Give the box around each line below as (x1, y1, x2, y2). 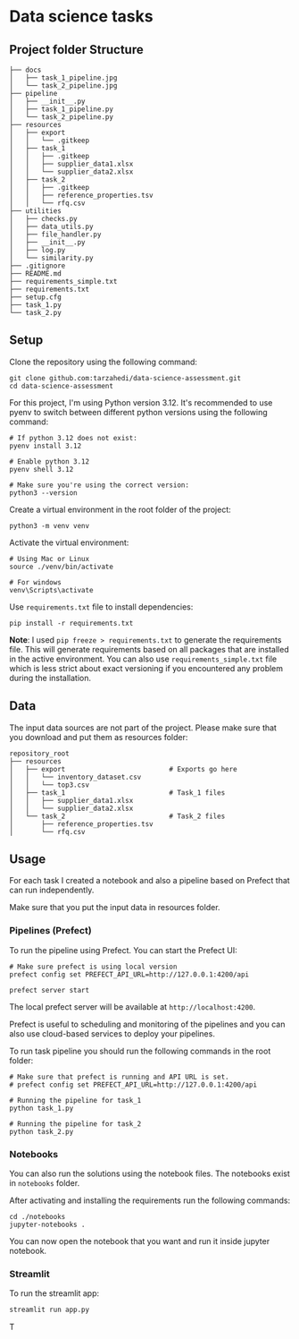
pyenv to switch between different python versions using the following (9, 406, 268, 417)
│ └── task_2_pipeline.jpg (9, 81, 118, 90)
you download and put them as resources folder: (9, 731, 188, 742)
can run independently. (9, 884, 95, 896)
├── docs (9, 65, 42, 74)
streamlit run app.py (9, 1305, 90, 1315)
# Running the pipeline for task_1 (9, 1096, 142, 1104)
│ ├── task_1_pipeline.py (9, 105, 114, 114)
